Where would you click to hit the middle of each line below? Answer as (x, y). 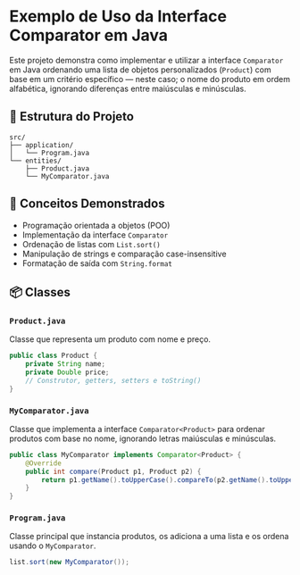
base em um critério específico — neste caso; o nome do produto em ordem (150, 79)
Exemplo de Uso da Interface (118, 17)
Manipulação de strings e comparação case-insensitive (124, 254)
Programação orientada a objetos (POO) (96, 225)
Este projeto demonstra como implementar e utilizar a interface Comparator (146, 60)
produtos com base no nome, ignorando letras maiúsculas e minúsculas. (143, 438)
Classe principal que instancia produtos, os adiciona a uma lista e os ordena (149, 537)
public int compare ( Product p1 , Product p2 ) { (113, 471)
